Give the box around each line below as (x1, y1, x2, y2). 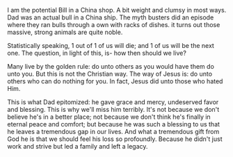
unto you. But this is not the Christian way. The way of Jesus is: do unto (7, 69, 213, 78)
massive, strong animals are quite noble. (7, 28, 123, 36)
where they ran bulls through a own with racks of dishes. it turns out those (7, 21, 220, 28)
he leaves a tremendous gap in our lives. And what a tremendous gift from (7, 128, 220, 135)
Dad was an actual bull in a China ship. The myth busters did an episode (7, 13, 214, 22)
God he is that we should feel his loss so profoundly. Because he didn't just (7, 135, 223, 143)
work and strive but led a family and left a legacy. (7, 142, 148, 150)
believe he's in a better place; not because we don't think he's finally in (7, 113, 211, 121)
